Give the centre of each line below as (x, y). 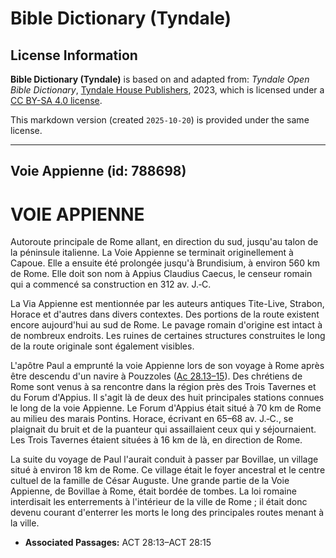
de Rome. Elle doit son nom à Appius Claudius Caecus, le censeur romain (161, 274)
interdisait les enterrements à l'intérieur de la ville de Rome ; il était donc (159, 502)
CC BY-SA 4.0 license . (56, 100)
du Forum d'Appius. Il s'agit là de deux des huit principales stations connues (167, 398)
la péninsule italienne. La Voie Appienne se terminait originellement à (152, 253)
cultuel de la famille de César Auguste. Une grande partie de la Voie (150, 481)
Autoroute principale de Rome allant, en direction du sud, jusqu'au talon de (164, 242)
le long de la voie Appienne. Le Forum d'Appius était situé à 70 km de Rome (166, 408)
